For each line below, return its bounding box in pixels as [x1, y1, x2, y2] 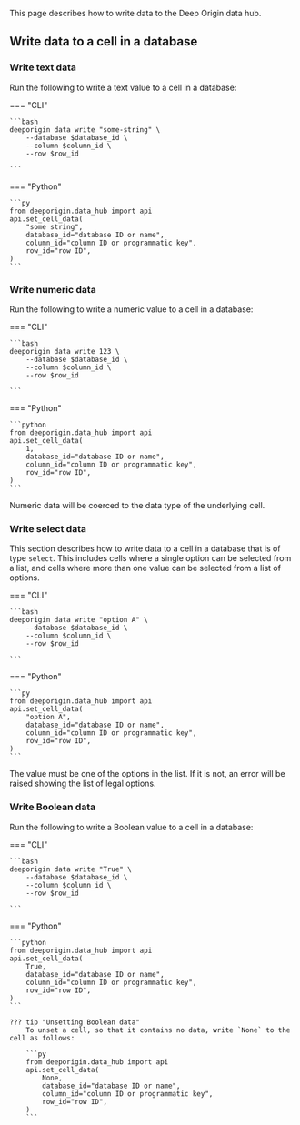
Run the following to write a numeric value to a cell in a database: [9, 304, 254, 315]
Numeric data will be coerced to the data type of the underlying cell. [9, 499, 265, 510]
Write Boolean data [9, 800, 96, 813]
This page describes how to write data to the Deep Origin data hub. [9, 8, 262, 18]
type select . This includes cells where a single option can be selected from [9, 553, 292, 564]
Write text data [9, 61, 77, 74]
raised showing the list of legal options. [9, 778, 156, 789]
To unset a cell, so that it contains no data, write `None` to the [25, 1025, 291, 1035]
